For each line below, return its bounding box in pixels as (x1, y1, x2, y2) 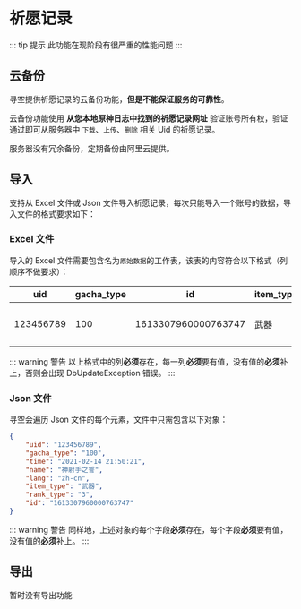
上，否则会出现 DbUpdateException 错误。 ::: (9, 367, 176, 378)
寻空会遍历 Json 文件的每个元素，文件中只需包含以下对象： (9, 414, 228, 425)
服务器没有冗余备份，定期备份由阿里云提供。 (9, 142, 175, 153)
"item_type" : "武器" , (25, 482, 104, 491)
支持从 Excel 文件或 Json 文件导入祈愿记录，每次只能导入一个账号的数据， (9, 197, 284, 208)
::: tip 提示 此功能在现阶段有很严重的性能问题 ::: (9, 39, 183, 50)
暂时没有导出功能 (9, 589, 73, 600)
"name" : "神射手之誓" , (25, 465, 103, 475)
